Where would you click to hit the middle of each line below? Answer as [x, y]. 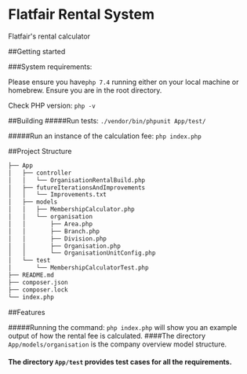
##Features [27, 312]
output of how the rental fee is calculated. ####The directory [107, 335]
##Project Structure [40, 151]
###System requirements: [50, 66]
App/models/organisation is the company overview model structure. [118, 344]
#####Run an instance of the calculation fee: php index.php [105, 136]
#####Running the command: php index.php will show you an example [123, 327]
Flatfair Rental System [82, 15]
